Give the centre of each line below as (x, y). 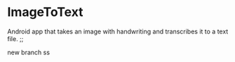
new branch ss (29, 52)
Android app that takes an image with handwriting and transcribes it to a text (118, 31)
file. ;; (15, 38)
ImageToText (45, 12)
